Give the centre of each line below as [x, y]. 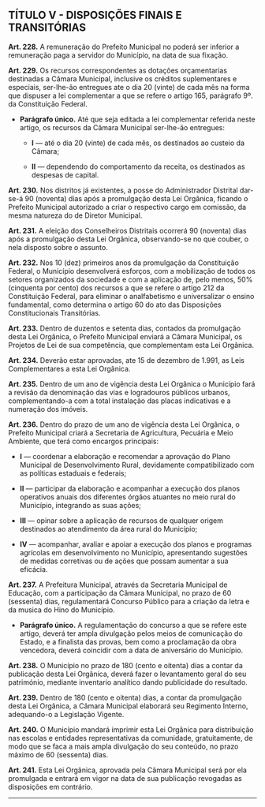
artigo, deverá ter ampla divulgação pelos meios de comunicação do [131, 633]
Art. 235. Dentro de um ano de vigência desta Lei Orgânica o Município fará [132, 383]
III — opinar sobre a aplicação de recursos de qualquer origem [121, 520]
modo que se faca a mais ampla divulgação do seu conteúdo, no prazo [123, 746]
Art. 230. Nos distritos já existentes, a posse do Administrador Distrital [123, 190]
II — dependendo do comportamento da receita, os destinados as [138, 166]
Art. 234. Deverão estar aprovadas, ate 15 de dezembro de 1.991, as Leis [126, 360]
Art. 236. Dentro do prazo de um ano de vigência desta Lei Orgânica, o [124, 424]
